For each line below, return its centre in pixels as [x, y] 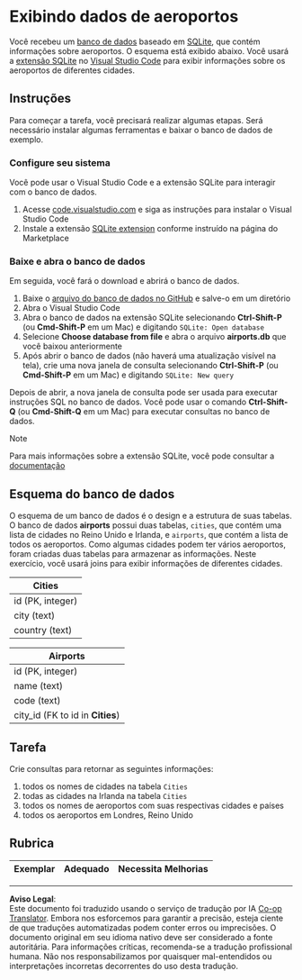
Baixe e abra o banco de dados [77, 261]
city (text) [35, 616]
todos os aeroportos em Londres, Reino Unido [107, 815]
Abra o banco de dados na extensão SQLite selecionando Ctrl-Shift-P [152, 318]
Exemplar [35, 868]
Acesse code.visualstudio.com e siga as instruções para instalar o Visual [157, 210]
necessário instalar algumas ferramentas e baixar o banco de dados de [141, 130]
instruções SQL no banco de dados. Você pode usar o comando [128, 402]
